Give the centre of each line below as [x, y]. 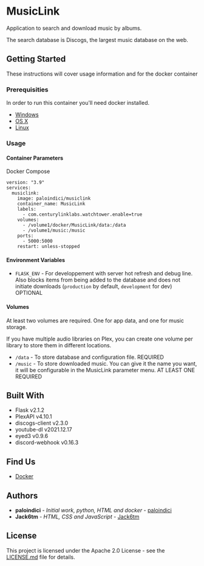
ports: [25, 236]
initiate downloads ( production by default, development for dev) [93, 286]
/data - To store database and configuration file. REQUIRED [89, 357]
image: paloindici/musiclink [54, 199]
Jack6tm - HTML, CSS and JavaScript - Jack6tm [77, 517]
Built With [25, 395]
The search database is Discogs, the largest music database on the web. [97, 40]
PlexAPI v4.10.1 [33, 417]
